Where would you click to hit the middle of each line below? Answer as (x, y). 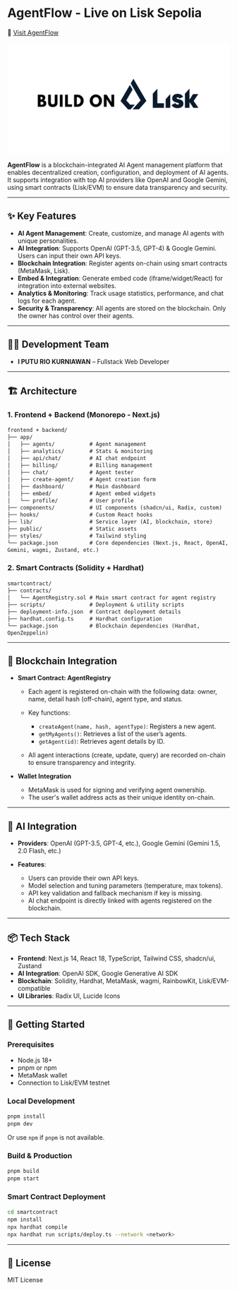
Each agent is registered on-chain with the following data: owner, (122, 692)
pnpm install (26, 1116)
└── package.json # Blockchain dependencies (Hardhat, (104, 626)
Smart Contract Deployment (56, 1196)
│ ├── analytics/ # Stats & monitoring (80, 452)
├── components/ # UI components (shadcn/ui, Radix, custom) (115, 508)
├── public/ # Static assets (72, 529)
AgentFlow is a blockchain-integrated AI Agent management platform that (115, 164)
